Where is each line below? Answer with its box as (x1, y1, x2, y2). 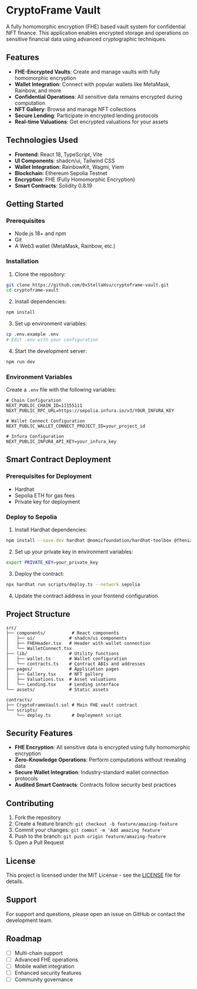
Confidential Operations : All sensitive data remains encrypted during (14, 93, 183, 100)
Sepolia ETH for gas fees (14, 492, 75, 499)
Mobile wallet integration (14, 963, 74, 970)
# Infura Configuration (6, 433, 64, 440)
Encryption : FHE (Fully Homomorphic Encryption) (14, 176, 135, 183)
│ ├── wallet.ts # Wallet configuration (6, 656, 127, 661)
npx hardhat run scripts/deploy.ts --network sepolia (6, 582, 141, 587)
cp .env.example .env (6, 332, 59, 338)
